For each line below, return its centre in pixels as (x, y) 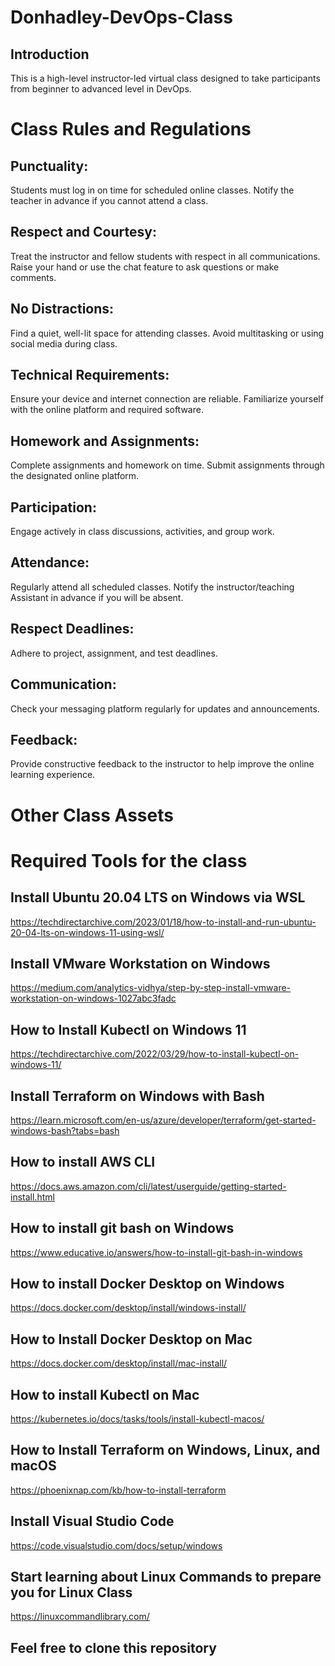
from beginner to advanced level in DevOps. (101, 89)
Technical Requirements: (90, 375)
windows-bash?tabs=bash (65, 1130)
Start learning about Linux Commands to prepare (166, 1577)
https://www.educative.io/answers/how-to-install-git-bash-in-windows (156, 1252)
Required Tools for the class (129, 860)
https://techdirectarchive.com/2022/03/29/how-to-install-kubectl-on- (155, 1054)
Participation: (53, 507)
